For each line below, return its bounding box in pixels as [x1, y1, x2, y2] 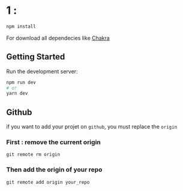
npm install [6, 23, 36, 29]
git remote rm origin [6, 151, 61, 158]
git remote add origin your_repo [6, 179, 90, 185]
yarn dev [6, 91, 28, 97]
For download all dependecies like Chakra [6, 34, 110, 41]
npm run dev [6, 79, 36, 85]
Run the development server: [6, 67, 78, 75]
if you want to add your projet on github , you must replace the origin [6, 123, 178, 130]
